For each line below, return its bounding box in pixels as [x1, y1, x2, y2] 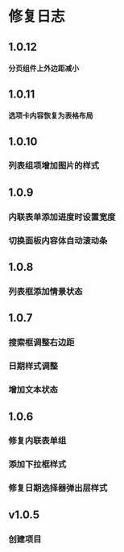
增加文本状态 [8, 384, 59, 396]
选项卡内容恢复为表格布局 [8, 110, 93, 121]
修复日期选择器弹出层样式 [8, 483, 108, 494]
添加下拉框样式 [8, 459, 67, 470]
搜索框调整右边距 [8, 337, 75, 348]
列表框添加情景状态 [8, 286, 83, 297]
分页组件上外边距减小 [8, 64, 79, 73]
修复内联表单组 [8, 435, 67, 446]
